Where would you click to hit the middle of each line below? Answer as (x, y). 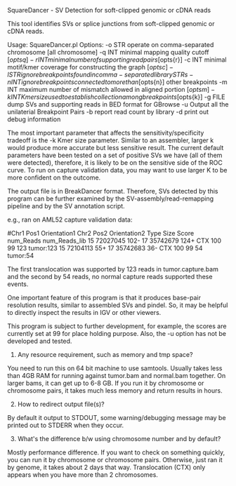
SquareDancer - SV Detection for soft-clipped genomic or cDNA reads (109, 10)
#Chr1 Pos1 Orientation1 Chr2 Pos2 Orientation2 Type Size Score (101, 233)
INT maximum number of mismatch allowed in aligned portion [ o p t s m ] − (111, 89)
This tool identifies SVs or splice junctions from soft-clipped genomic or (111, 23)
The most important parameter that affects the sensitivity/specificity (106, 133)
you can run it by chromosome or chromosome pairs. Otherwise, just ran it (115, 460)
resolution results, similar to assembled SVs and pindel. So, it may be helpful (118, 305)
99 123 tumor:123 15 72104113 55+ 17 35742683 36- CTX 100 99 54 (105, 248)
